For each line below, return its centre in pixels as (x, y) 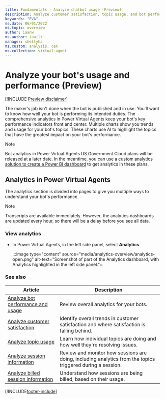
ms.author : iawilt (24, 37)
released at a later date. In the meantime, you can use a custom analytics (79, 159)
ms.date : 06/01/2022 (26, 23)
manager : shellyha (24, 42)
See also (15, 277)
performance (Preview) (54, 85)
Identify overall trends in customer (99, 318)
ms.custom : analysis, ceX (31, 46)
